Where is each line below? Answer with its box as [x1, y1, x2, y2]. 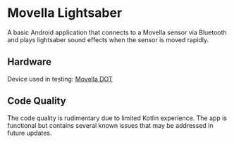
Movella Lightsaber [7, 5, 123, 21]
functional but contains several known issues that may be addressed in [7, 121, 214, 129]
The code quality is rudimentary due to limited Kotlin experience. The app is [7, 114, 228, 122]
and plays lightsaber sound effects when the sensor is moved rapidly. [7, 35, 209, 44]
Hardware [7, 56, 51, 68]
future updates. [7, 129, 52, 137]
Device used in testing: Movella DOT [7, 74, 113, 83]
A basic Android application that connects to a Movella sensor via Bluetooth [7, 28, 227, 37]
